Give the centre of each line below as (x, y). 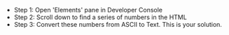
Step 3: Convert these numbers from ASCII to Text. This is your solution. (118, 24)
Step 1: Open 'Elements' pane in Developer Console (88, 10)
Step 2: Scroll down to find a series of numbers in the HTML (100, 17)
